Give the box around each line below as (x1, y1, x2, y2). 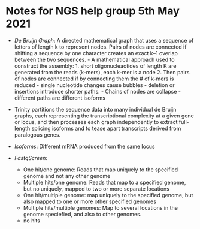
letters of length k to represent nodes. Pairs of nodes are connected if (14, 43, 187, 50)
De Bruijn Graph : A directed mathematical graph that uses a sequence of (14, 37, 194, 44)
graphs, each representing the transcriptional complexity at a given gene (14, 112, 194, 119)
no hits (23, 217, 40, 224)
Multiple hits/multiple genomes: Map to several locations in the (23, 204, 178, 211)
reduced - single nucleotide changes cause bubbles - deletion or (14, 81, 175, 88)
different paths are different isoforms (14, 94, 106, 101)
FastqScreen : (14, 154, 47, 161)
